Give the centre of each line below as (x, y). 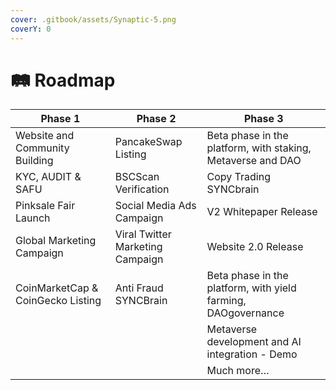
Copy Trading (238, 177)
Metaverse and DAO (254, 161)
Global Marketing (56, 241)
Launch (33, 218)
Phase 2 (156, 119)
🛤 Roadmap (63, 80)
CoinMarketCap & (57, 288)
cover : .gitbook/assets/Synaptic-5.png (93, 19)
